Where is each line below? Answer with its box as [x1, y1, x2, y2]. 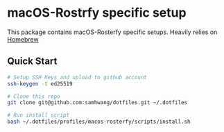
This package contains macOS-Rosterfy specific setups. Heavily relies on [7, 28, 218, 36]
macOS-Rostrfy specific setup [7, 5, 187, 21]
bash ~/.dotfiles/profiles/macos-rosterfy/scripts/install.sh [7, 118, 191, 126]
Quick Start [7, 56, 58, 67]
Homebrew [7, 35, 40, 43]
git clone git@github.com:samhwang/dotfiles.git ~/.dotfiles [7, 99, 188, 106]
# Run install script [7, 112, 70, 119]
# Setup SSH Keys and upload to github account [7, 74, 148, 81]
